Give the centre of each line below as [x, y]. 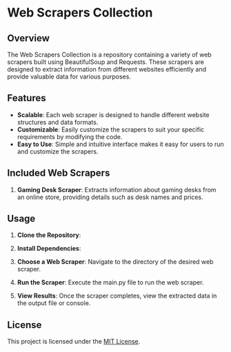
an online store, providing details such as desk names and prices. [110, 197]
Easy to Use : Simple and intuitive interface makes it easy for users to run [120, 144]
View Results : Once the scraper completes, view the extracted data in [117, 296]
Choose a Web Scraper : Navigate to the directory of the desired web [115, 262]
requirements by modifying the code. [70, 136]
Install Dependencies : [49, 249]
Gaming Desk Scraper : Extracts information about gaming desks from [117, 189]
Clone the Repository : [49, 235]
